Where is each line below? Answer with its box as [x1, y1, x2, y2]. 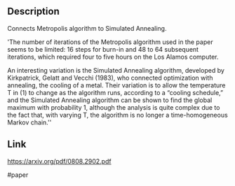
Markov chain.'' [7, 118, 52, 127]
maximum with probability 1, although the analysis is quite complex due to [7, 103, 220, 111]
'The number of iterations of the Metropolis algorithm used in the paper [7, 38, 213, 46]
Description [7, 6, 60, 17]
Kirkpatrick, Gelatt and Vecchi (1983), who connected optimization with [7, 73, 213, 82]
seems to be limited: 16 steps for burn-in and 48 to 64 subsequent [7, 45, 199, 53]
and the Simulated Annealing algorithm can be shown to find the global [7, 96, 213, 104]
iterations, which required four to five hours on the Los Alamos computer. [7, 52, 219, 61]
